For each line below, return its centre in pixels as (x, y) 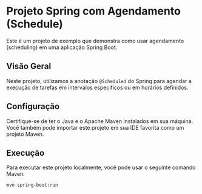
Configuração (33, 106)
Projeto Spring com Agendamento (93, 11)
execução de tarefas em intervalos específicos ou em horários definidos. (97, 87)
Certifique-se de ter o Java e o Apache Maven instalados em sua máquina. (100, 121)
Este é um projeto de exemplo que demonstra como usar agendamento (95, 41)
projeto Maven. (25, 134)
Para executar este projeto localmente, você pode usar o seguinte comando (101, 167)
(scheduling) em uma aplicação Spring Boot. (62, 47)
